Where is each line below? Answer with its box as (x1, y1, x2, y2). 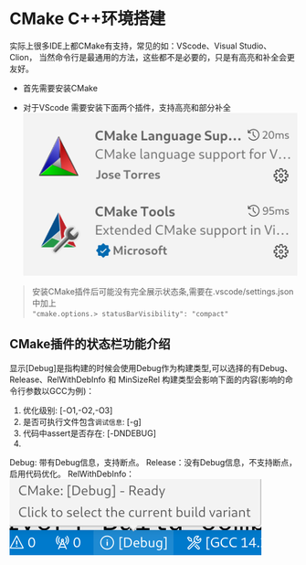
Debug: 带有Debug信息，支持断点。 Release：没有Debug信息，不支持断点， (9, 456, 298, 467)
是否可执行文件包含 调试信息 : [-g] (22, 416, 142, 427)
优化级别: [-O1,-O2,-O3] (22, 404, 113, 416)
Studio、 (238, 40, 272, 51)
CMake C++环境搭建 (9, 8, 166, 29)
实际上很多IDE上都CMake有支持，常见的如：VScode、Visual (9, 40, 237, 51)
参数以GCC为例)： (25, 385, 95, 396)
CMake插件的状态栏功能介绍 (9, 336, 171, 352)
